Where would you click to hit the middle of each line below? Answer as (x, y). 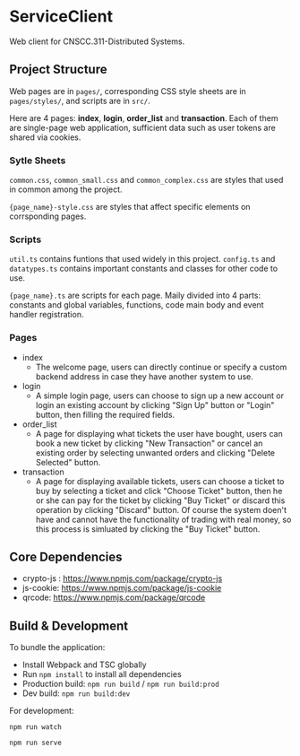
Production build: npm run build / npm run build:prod (120, 684)
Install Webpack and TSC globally (84, 665)
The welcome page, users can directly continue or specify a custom (161, 367)
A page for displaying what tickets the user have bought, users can (159, 433)
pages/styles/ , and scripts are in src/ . (80, 100)
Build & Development (69, 626)
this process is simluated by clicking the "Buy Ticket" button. (148, 529)
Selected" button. (68, 462)
